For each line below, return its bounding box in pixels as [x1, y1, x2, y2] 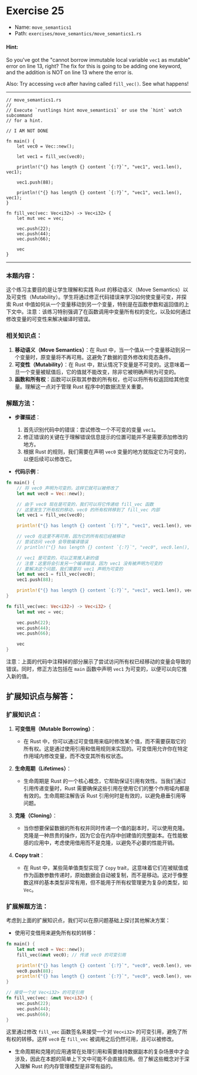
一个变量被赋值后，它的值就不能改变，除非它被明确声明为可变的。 [19, 368, 179, 375]
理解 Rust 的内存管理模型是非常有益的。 [19, 1063, 116, 1070]
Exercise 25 [6, 4, 64, 18]
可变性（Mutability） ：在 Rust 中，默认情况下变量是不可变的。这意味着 [14, 360, 185, 368]
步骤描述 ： [14, 413, 41, 421]
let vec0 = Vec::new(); [16, 143, 75, 149]
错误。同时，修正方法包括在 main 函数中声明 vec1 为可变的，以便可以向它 [6, 666, 182, 673]
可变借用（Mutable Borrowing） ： [14, 725, 96, 732]
